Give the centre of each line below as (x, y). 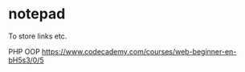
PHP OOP (24, 51)
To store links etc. (38, 36)
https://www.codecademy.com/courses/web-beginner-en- (139, 51)
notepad (37, 14)
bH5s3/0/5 (26, 60)
